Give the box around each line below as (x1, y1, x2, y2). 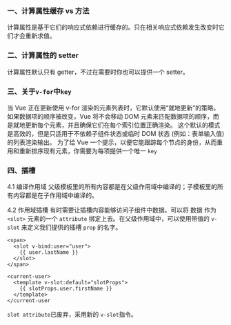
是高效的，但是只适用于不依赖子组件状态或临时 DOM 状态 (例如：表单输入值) (7, 129, 225, 137)
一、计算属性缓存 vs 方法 (7, 6, 90, 15)
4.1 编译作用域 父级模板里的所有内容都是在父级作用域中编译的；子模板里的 (7, 183, 217, 191)
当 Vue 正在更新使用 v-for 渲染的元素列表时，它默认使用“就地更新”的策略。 (7, 104, 220, 112)
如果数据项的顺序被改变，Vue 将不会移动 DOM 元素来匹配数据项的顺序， (7, 112, 214, 120)
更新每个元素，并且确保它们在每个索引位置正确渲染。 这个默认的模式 (25, 121, 221, 129)
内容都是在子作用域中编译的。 (12, 191, 98, 199)
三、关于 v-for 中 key (7, 86, 72, 96)
